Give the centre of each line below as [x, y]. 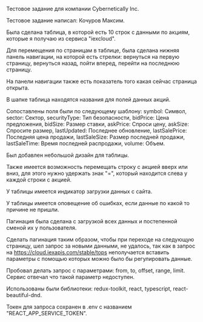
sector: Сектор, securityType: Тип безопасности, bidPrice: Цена [88, 118]
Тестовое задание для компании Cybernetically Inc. [73, 9]
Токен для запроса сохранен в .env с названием [69, 307]
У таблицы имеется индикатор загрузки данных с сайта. [79, 191]
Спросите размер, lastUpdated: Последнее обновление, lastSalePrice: [97, 130]
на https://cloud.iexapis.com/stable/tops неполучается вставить [88, 252]
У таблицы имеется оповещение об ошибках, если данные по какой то [98, 203]
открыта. [18, 88]
